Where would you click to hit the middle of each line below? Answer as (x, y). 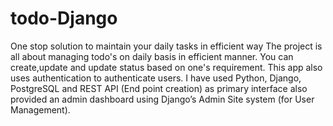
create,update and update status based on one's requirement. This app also (166, 67)
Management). (40, 109)
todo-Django (64, 18)
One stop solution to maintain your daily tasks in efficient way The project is (166, 46)
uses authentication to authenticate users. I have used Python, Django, (156, 78)
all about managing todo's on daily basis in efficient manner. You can (152, 56)
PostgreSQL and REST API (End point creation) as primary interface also (159, 88)
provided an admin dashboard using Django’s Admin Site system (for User (162, 99)
